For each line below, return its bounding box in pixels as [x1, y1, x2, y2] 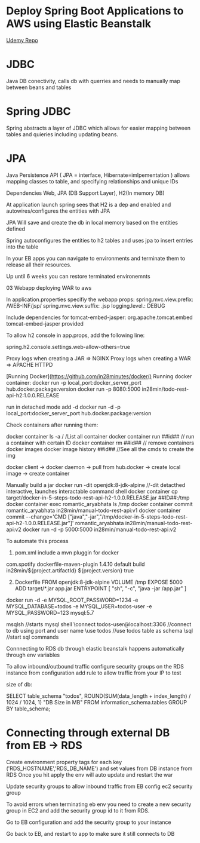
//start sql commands [6, 633, 59, 640]
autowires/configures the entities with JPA [6, 207, 110, 214]
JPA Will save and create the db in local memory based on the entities [6, 219, 178, 226]
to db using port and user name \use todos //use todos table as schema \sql [6, 627, 193, 634]
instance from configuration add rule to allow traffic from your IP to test [6, 669, 181, 676]
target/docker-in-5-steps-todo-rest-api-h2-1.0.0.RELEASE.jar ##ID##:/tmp [6, 494, 190, 501]
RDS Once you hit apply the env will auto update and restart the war [6, 771, 173, 778]
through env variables [6, 651, 60, 658]
